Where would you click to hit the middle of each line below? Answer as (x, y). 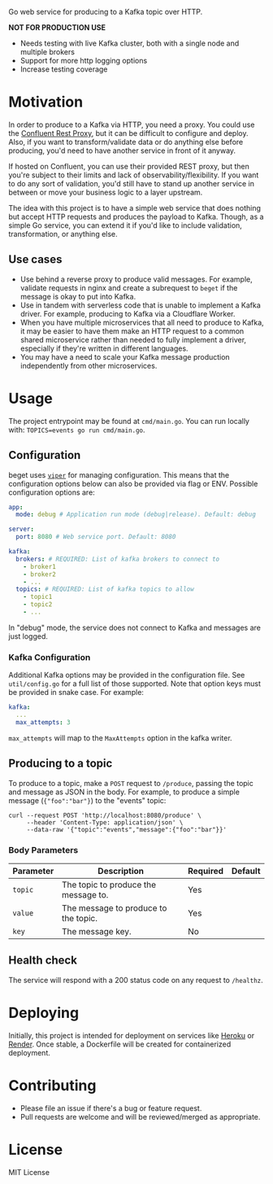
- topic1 (38, 597)
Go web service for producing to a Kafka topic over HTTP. (106, 12)
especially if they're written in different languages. (104, 348)
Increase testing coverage (64, 69)
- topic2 (38, 605)
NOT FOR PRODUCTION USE (57, 27)
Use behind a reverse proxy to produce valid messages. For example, (136, 279)
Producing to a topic (61, 764)
